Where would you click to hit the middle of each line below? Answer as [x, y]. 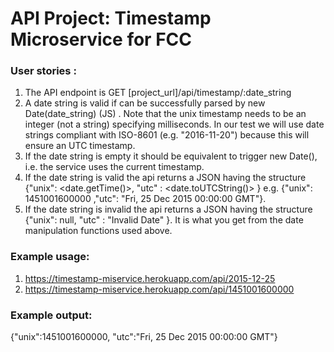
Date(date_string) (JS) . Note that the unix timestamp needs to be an [165, 114]
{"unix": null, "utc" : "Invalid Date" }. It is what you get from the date [164, 220]
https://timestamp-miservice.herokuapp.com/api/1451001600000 [159, 289]
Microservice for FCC [101, 39]
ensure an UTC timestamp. [80, 146]
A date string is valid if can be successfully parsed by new [145, 103]
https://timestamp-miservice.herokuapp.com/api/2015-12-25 [150, 278]
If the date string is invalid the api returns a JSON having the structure [168, 209]
